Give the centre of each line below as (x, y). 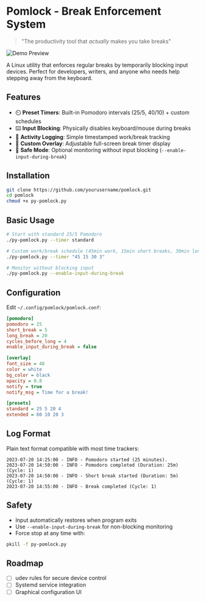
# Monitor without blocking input (50, 268)
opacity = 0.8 (24, 381)
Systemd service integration (51, 585)
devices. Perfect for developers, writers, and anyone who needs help (93, 71)
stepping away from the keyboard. (49, 78)
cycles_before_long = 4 (37, 341)
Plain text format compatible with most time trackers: (73, 448)
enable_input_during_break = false (52, 347)
